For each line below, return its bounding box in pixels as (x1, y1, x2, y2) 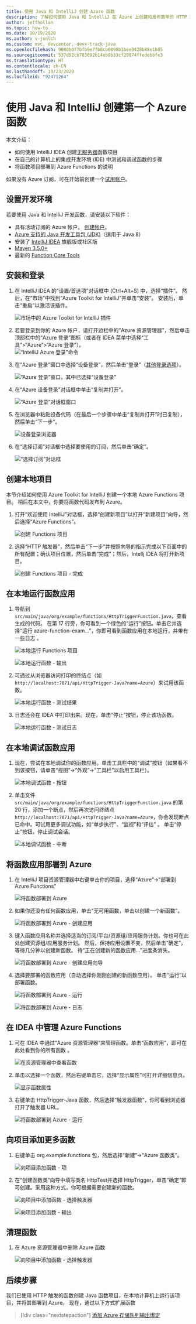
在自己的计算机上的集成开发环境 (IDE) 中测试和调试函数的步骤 (14, 156, 163, 163)
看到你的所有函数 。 (24, 1046, 73, 1053)
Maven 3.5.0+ (14, 244, 48, 252)
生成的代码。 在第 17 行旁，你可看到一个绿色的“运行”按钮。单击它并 (14, 620, 177, 627)
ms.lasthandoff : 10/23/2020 (6, 69, 75, 74)
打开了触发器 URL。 (14, 1103, 62, 1110)
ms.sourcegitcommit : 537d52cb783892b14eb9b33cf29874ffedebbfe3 (6, 52, 163, 58)
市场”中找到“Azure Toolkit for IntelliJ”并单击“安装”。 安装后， (32, 294, 179, 302)
